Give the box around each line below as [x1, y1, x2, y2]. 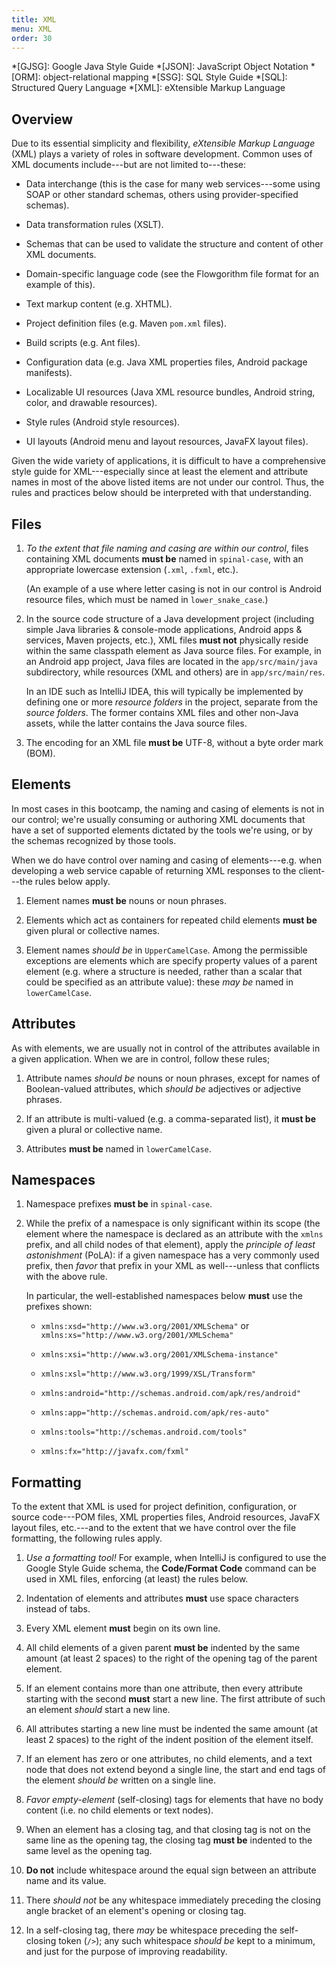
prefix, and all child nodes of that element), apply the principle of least [25, 1239, 316, 1251]
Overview [11, 111, 74, 128]
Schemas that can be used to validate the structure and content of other [25, 238, 324, 250]
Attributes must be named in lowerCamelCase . [25, 1142, 212, 1155]
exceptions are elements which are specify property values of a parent [25, 954, 318, 966]
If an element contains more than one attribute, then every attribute [25, 1682, 304, 1695]
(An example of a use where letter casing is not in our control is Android [25, 583, 323, 595]
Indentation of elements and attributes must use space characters [25, 1592, 299, 1605]
